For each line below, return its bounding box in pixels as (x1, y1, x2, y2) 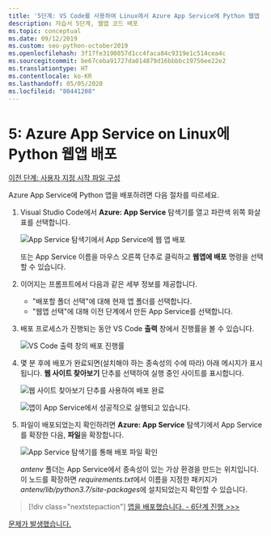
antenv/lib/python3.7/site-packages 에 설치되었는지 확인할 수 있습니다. (19, 485, 248, 495)
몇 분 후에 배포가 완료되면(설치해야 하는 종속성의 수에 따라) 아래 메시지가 (19, 358, 248, 368)
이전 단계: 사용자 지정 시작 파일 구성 (8, 173, 121, 183)
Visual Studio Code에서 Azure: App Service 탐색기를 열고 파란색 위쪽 (19, 207, 246, 217)
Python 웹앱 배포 (8, 145, 117, 163)
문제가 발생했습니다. (8, 519, 71, 529)
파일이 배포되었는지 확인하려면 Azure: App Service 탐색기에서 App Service (19, 420, 263, 430)
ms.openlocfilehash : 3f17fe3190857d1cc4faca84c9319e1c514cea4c (8, 49, 227, 57)
